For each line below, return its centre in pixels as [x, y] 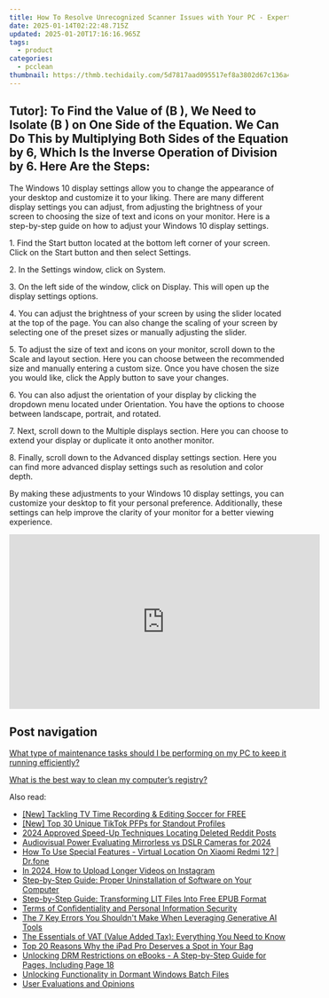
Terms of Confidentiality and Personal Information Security [129, 908]
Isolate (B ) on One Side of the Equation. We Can [144, 125]
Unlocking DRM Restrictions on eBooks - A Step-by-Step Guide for [144, 955]
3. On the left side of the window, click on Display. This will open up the [139, 287]
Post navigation [53, 731]
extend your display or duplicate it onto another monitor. [112, 440]
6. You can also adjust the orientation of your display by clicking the [133, 395]
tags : [19, 42]
